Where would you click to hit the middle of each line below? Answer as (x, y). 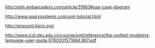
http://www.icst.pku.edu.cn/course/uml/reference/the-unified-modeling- (77, 35)
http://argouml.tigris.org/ (30, 26)
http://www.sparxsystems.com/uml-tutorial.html (53, 16)
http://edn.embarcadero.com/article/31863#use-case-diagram (68, 7)
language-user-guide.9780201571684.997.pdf (51, 40)
